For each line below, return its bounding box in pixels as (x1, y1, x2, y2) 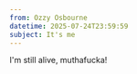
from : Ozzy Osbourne (9, 13, 89, 23)
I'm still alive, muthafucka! (9, 55, 108, 66)
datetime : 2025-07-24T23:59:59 (9, 22, 129, 31)
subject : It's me (9, 30, 76, 39)
